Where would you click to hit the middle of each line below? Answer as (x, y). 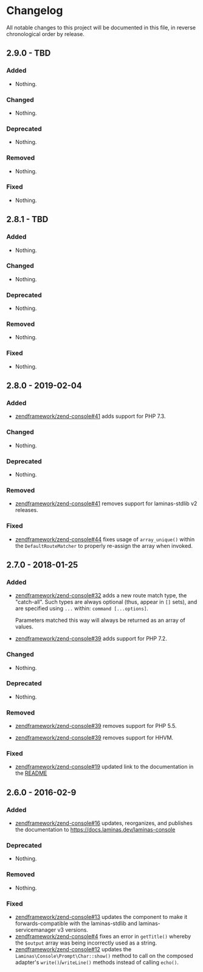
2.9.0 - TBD (29, 53)
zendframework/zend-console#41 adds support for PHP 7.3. (90, 416)
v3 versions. (73, 930)
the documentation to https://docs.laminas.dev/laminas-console (95, 830)
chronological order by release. (46, 34)
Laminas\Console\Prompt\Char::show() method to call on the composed (104, 956)
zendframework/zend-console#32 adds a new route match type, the (101, 596)
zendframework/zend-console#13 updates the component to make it (101, 917)
